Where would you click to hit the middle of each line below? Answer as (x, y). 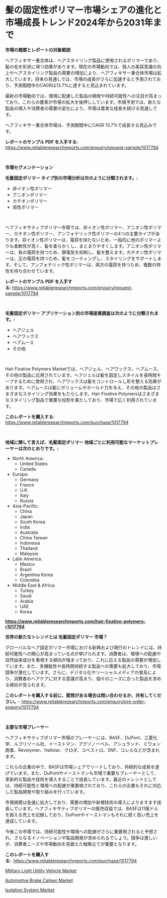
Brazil (26, 569)
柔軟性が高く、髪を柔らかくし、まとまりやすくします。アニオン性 (81, 246)
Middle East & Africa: (34, 585)
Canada (28, 469)
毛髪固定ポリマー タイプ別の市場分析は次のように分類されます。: (72, 178)
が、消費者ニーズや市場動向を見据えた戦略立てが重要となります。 (72, 844)
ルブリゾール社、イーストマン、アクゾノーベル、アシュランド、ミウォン (87, 744)
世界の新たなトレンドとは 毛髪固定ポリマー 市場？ (56, 637)
